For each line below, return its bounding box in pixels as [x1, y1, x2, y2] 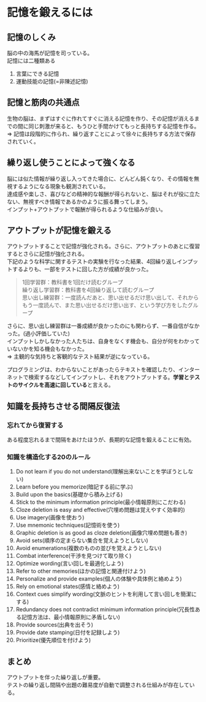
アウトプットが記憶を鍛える [7, 225, 112, 236]
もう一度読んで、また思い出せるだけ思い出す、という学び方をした [21, 302, 188, 309]
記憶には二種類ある [7, 57, 56, 64]
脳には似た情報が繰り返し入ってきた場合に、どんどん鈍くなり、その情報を [7, 175, 194, 182]
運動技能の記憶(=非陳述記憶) [15, 78, 88, 85]
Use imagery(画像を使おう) [15, 514, 85, 521]
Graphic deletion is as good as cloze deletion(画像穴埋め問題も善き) [15, 529, 188, 536]
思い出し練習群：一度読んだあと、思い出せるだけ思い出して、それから [21, 294, 199, 301]
